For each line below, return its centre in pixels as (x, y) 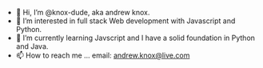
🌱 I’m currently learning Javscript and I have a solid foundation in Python (135, 38)
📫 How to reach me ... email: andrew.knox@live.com (103, 55)
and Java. (32, 46)
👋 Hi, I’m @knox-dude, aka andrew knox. (83, 12)
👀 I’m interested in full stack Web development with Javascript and (126, 21)
